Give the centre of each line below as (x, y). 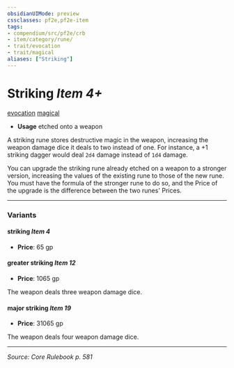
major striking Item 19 (39, 308)
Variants (22, 215)
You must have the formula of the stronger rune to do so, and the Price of (112, 183)
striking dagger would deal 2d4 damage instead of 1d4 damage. (97, 155)
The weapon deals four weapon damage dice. (73, 337)
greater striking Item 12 (41, 263)
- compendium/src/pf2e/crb (46, 33)
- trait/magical (31, 53)
